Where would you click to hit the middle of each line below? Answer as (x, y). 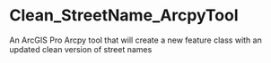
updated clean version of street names (81, 49)
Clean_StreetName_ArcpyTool (124, 16)
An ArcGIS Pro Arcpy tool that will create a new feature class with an (135, 40)
